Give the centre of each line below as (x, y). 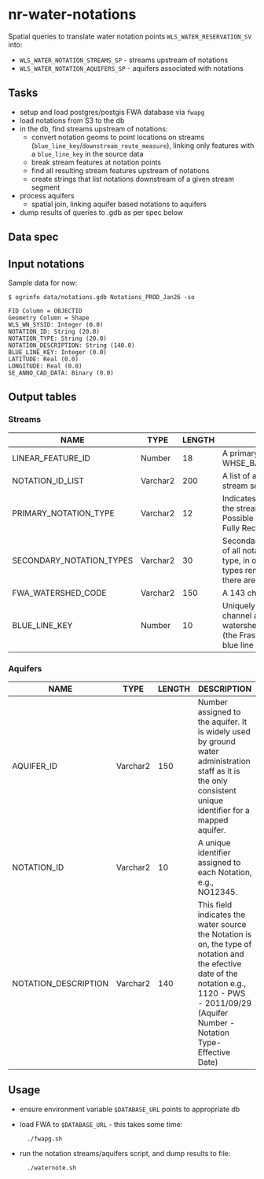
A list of (236, 475)
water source (222, 924)
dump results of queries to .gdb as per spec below (101, 212)
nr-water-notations (72, 15)
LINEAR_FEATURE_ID (51, 458)
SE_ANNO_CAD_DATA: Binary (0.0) (61, 373)
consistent (217, 790)
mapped (213, 820)
